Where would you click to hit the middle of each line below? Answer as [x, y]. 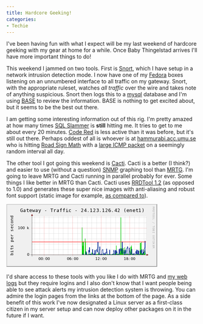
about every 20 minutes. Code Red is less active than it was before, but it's [100, 132]
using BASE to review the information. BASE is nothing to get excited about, [101, 101]
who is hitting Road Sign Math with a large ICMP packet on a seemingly [95, 145]
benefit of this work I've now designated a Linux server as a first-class [95, 303]
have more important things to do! [49, 57]
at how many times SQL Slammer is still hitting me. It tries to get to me [94, 125]
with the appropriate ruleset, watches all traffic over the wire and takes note [101, 88]
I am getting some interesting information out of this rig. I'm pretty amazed [99, 119]
